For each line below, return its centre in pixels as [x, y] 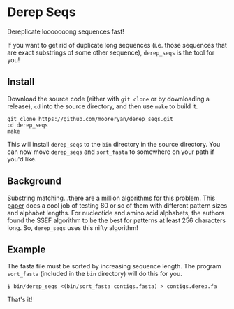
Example [27, 249]
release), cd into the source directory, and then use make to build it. [102, 106]
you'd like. [22, 159]
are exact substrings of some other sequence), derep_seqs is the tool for [111, 52]
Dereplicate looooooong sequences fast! [66, 31]
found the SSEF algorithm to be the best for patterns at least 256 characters [116, 220]
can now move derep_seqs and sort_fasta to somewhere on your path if [111, 152]
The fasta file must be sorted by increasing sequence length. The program [114, 266]
